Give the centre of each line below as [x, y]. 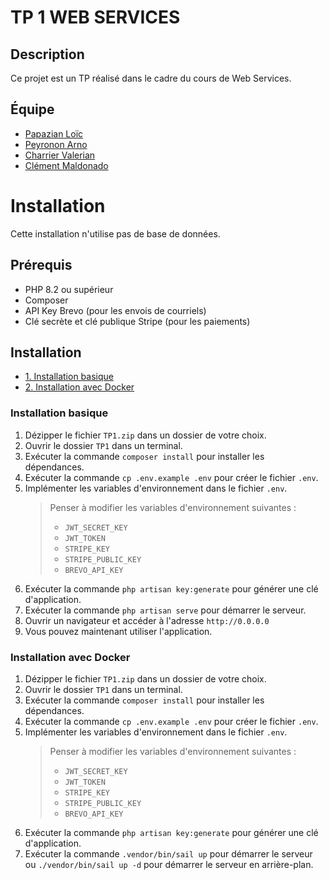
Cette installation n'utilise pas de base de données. [115, 233]
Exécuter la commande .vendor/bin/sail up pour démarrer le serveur [168, 853]
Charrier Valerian [60, 155]
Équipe [32, 109]
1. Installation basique [69, 377]
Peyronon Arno [56, 144]
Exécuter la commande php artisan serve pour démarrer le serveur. [165, 610]
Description [47, 54]
